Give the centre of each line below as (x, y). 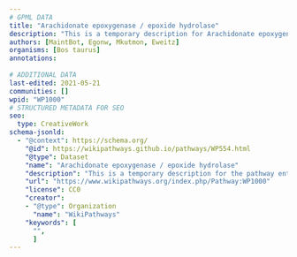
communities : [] (39, 91)
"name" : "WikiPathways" (76, 214)
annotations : (33, 58)
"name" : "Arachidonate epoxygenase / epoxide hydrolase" (132, 165)
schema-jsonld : (37, 132)
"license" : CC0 (53, 190)
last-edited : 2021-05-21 (55, 83)
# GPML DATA (31, 17)
